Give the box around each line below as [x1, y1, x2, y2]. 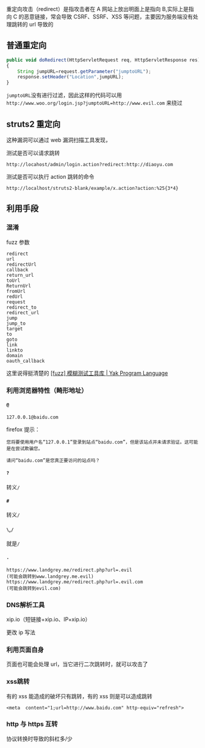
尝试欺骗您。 [15, 445, 43, 451]
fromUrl [6, 288, 26, 294]
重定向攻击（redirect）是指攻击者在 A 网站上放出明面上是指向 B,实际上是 [6, 6, 189, 12]
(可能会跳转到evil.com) [6, 585, 61, 591]
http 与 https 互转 [6, 720, 58, 728]
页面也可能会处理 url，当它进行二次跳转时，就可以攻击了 [6, 660, 148, 668]
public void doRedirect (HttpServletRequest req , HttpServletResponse [6, 57, 187, 63]
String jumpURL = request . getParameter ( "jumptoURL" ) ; [17, 68, 151, 75]
